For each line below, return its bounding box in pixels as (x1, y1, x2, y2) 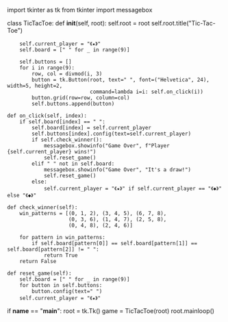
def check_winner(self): (7, 204, 78, 211)
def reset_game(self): (7, 270, 72, 277)
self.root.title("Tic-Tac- (151, 19, 216, 27)
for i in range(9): (19, 64, 75, 71)
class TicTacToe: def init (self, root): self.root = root (7, 19, 151, 27)
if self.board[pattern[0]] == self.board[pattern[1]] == (31, 240, 197, 247)
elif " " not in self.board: (31, 160, 115, 167)
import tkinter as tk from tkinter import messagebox (7, 6, 153, 14)
